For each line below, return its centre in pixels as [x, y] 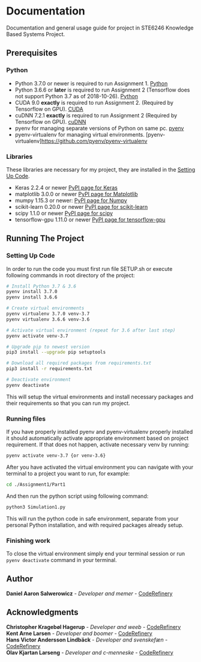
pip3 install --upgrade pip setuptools [56, 352]
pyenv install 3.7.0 [32, 292]
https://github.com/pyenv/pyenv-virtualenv [94, 141]
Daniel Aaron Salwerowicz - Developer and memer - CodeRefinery [89, 593]
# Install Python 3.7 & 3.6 [41, 286]
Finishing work [28, 540]
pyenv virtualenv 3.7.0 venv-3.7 [48, 314]
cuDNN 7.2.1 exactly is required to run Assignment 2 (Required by [96, 115]
